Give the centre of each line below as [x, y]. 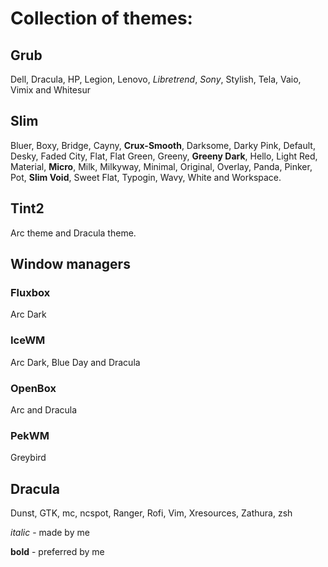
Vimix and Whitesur [50, 90]
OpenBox [33, 388]
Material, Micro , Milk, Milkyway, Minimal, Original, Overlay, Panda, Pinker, [161, 166]
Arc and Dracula [44, 409]
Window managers [70, 264]
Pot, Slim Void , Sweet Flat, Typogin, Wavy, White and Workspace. [146, 177]
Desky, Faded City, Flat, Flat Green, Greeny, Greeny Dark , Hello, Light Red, [164, 156]
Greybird [28, 458]
